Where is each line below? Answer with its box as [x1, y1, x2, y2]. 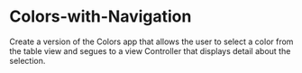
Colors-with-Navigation [9, 6, 192, 27]
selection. [9, 55, 46, 66]
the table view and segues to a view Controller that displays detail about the [9, 45, 291, 56]
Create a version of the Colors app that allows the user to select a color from [9, 36, 294, 47]
